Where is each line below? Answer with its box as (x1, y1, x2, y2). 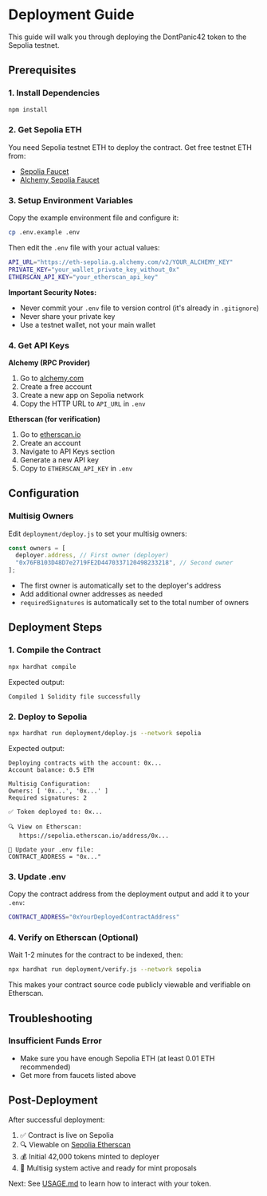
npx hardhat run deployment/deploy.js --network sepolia (8, 729, 202, 737)
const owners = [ (8, 544, 66, 552)
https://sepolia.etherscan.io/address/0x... (18, 832, 170, 840)
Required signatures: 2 (8, 793, 88, 802)
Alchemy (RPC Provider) (8, 357, 91, 368)
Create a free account (19, 381, 92, 391)
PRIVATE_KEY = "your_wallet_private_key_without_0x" (8, 266, 180, 273)
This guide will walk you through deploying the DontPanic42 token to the (8, 32, 247, 41)
